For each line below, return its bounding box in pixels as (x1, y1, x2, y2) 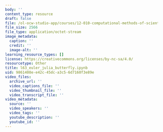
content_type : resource (5, 12, 53, 16)
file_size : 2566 (5, 25, 38, 30)
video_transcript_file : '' (9, 92, 64, 97)
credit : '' (9, 43, 32, 48)
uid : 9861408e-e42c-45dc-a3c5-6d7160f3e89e (5, 70, 95, 75)
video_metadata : (5, 97, 38, 102)
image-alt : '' (9, 47, 38, 52)
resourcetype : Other (5, 61, 47, 66)
